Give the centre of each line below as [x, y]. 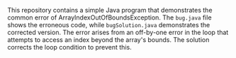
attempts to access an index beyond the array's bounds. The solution [108, 40]
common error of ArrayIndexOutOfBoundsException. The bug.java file [109, 17]
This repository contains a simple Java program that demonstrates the [110, 10]
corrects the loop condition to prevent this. [70, 47]
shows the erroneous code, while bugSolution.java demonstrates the [109, 25]
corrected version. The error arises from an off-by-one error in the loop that [118, 32]
